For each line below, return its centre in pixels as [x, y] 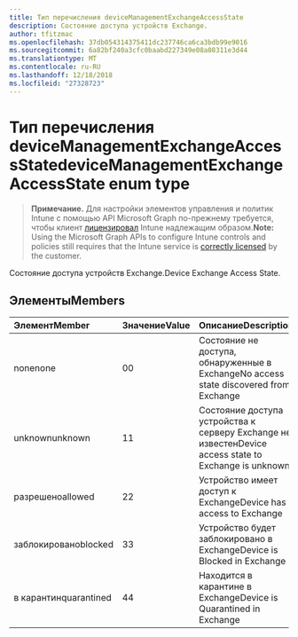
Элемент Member [52, 326]
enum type [149, 184]
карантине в [225, 586]
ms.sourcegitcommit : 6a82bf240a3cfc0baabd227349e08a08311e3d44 [129, 51]
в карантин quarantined [63, 598]
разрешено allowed [54, 497]
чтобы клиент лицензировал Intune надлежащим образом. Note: [153, 227]
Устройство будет [237, 528]
